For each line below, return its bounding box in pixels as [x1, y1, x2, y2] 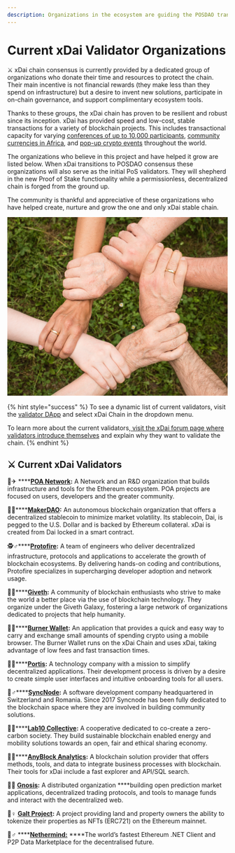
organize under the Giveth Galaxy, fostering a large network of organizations [7, 603, 228, 611]
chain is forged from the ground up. [7, 182, 110, 190]
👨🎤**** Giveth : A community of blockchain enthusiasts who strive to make [7, 588, 222, 597]
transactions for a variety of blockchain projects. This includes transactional [7, 123, 226, 132]
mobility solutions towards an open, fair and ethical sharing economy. [7, 739, 208, 747]
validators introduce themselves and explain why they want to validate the [7, 431, 221, 439]
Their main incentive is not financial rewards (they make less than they [7, 81, 211, 89]
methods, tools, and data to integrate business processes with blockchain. [7, 760, 222, 768]
